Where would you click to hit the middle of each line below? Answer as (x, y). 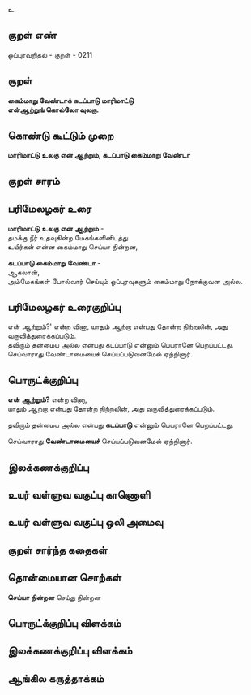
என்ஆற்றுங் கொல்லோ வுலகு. (53, 110)
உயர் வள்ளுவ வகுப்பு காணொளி (79, 495)
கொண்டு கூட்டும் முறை (61, 136)
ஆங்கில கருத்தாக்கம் (56, 678)
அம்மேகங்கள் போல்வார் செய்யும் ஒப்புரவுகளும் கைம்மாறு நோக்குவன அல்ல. (125, 281)
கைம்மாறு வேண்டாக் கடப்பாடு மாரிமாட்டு (71, 100)
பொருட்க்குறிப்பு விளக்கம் (64, 623)
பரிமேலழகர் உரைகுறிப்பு (64, 307)
